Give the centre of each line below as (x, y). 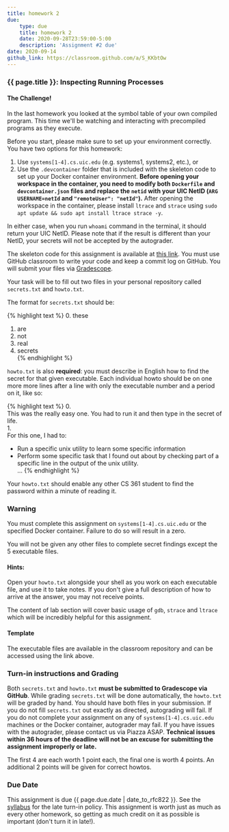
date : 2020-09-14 (32, 52)
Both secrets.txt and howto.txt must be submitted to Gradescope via (107, 688)
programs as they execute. (45, 128)
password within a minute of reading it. (62, 491)
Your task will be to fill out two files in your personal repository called (104, 281)
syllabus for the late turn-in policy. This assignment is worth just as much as (114, 807)
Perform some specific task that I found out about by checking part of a (118, 455)
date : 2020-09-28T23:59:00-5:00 (65, 39)
